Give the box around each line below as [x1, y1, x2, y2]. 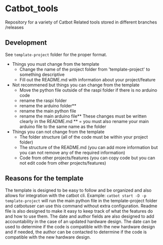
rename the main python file [19, 108, 76, 114]
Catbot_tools [5, 3, 59, 14]
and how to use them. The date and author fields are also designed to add [5, 213, 154, 219]
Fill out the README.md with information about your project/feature [19, 76, 156, 82]
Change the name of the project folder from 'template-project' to [19, 66, 150, 72]
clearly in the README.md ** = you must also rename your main [19, 118, 149, 124]
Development [5, 39, 47, 47]
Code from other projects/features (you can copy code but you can [19, 155, 155, 161]
